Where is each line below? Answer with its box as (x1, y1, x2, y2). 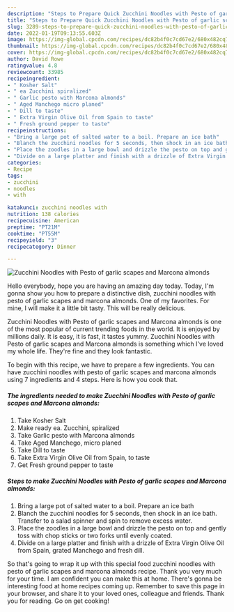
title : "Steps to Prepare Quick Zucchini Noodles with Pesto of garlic (7, 17, 219, 24)
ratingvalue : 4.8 (7, 62, 58, 69)
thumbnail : (7, 43, 39, 49)
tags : (7, 172, 23, 179)
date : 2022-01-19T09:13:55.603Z (7, 29, 101, 37)
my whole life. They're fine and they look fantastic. (7, 347, 153, 355)
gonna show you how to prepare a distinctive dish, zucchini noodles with (7, 289, 216, 298)
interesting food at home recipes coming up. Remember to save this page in (7, 582, 225, 590)
